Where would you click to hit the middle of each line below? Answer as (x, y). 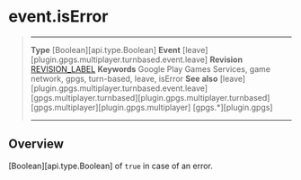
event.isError (58, 17)
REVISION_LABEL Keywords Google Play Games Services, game (150, 68)
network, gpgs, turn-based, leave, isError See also (124, 78)
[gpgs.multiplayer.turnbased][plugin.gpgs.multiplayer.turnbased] (150, 97)
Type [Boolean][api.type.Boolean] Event (105, 49)
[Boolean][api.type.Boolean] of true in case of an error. (111, 166)
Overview (36, 144)
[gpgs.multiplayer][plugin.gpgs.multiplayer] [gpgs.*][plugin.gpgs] (151, 107)
